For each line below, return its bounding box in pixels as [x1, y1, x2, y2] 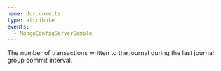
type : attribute [7, 17, 55, 24]
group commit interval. [7, 56, 73, 65]
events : [7, 23, 30, 30]
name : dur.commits [7, 10, 61, 17]
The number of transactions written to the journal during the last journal [7, 49, 214, 57]
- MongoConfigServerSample [13, 29, 93, 37]
